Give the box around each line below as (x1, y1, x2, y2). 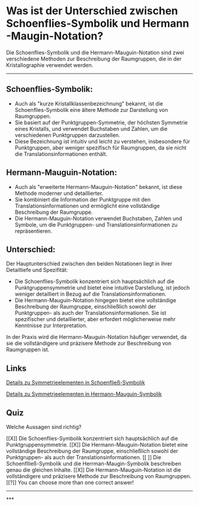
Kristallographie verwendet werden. (6, 61, 94, 69)
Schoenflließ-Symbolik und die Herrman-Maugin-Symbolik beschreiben (6, 460, 182, 467)
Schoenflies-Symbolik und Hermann (6, 17, 190, 30)
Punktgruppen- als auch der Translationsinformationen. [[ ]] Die (6, 454, 162, 460)
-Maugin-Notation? (6, 30, 104, 43)
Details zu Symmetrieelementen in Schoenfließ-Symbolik (6, 379, 145, 386)
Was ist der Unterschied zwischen (6, 4, 178, 18)
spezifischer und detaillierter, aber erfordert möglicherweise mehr (14, 316, 176, 323)
